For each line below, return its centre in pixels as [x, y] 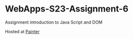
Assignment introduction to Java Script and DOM [54, 22]
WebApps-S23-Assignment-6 [67, 9]
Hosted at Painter [22, 31]
